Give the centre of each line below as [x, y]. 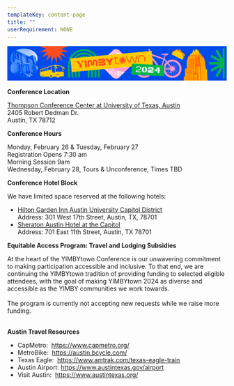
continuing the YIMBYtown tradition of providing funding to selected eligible [116, 274]
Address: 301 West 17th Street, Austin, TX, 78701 [87, 217]
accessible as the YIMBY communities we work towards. [88, 288]
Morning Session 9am [39, 162]
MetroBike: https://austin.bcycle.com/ [72, 353]
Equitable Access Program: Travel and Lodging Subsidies [92, 246]
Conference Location [38, 92]
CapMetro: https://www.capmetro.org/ [73, 346]
